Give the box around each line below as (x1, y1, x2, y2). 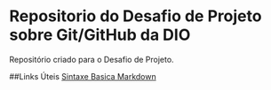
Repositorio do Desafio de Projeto (9, 6, 262, 26)
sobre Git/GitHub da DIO (9, 25, 191, 45)
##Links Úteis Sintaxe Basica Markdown (9, 71, 157, 81)
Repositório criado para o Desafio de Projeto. (9, 54, 175, 64)
